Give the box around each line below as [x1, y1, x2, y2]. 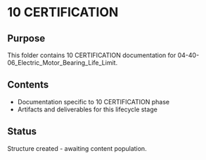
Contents [7, 79, 49, 91]
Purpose [7, 32, 46, 44]
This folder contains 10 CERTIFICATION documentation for [7, 51, 176, 59]
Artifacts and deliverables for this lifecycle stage [17, 105, 158, 113]
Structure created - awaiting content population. [7, 144, 147, 152]
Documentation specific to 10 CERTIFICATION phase [17, 97, 170, 106]
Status [7, 125, 37, 137]
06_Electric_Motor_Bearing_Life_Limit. [7, 59, 118, 67]
